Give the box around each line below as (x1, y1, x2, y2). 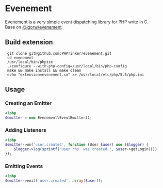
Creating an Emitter (5, 100, 52, 107)
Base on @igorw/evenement (5, 24, 62, 30)
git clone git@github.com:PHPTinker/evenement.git (7, 51, 112, 56)
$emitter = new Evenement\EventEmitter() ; (5, 115, 92, 120)
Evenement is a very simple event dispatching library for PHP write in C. (5, 19, 149, 25)
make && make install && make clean (7, 68, 81, 73)
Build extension (5, 38, 53, 47)
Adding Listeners (5, 127, 47, 134)
